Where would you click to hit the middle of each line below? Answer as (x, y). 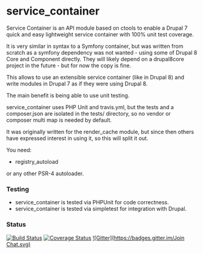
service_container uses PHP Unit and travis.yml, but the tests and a (90, 107)
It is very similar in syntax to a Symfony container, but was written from (95, 46)
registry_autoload (37, 161)
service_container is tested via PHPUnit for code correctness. (92, 202)
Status (16, 224)
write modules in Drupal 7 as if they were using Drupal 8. (77, 84)
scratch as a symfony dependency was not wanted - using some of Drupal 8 (102, 52)
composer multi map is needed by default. (59, 120)
